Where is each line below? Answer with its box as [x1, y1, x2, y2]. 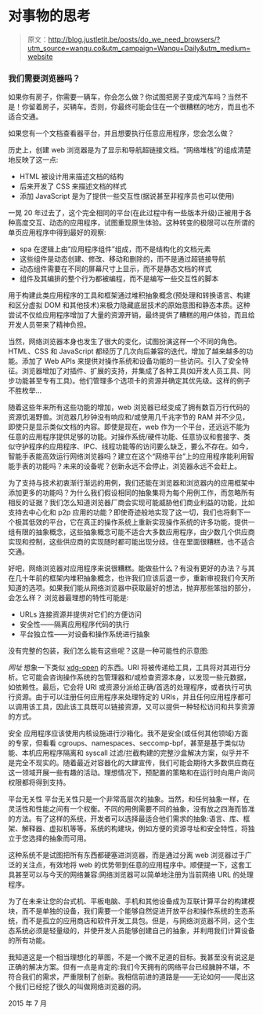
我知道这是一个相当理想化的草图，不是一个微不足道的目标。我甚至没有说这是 [8, 952, 255, 962]
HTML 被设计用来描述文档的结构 [19, 172, 124, 181]
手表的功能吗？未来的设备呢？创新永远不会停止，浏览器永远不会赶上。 [14, 461, 241, 471]
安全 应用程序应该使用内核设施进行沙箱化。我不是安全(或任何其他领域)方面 [8, 728, 249, 738]
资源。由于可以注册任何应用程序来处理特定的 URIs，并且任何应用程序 [14, 692, 238, 702]
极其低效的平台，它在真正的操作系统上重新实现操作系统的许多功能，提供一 [14, 518, 255, 527]
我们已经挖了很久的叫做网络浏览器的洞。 [14, 982, 146, 991]
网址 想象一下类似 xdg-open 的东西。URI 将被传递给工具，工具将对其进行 [8, 663, 244, 672]
